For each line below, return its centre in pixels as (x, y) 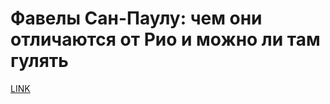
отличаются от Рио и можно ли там (165, 39)
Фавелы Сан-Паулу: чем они (136, 18)
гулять (39, 61)
